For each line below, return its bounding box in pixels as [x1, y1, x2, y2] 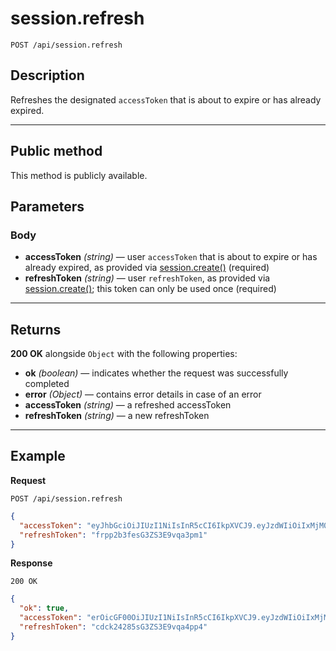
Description [10, 67, 85, 84]
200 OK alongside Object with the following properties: [10, 348, 238, 360]
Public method [10, 143, 103, 160]
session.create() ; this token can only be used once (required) [24, 283, 277, 295]
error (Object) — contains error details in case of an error [24, 388, 262, 401]
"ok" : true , [19, 603, 70, 614]
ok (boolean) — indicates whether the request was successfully [24, 367, 289, 379]
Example [10, 448, 66, 465]
